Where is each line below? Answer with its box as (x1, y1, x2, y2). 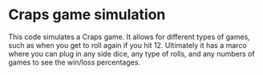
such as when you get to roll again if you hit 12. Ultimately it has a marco (8, 40, 247, 49)
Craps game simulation (8, 6, 166, 24)
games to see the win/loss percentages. (8, 57, 141, 67)
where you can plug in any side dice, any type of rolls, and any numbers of (8, 49, 255, 58)
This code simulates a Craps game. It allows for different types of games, (8, 32, 251, 41)
